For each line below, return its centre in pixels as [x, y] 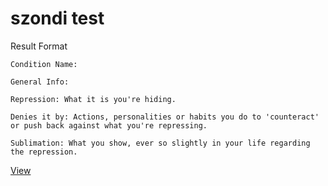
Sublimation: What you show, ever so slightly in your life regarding [160, 143]
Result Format [39, 46]
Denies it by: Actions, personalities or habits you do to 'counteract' [165, 117]
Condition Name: [44, 64]
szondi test [57, 18]
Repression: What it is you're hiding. [93, 99]
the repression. [44, 152]
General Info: [40, 82]
